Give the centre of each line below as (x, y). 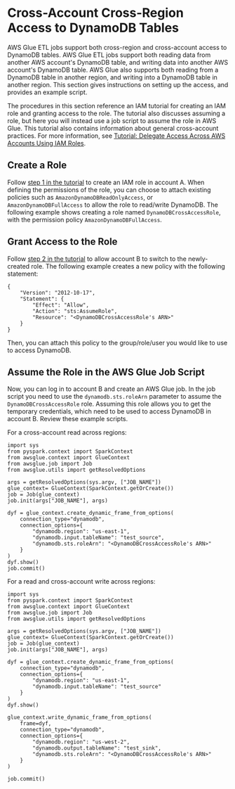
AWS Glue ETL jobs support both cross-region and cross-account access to (117, 47)
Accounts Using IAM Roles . (47, 143)
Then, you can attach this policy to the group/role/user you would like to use (117, 342)
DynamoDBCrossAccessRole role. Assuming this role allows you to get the (109, 404)
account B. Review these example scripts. (68, 419)
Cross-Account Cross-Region (95, 13)
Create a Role (37, 166)
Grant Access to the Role (62, 242)
